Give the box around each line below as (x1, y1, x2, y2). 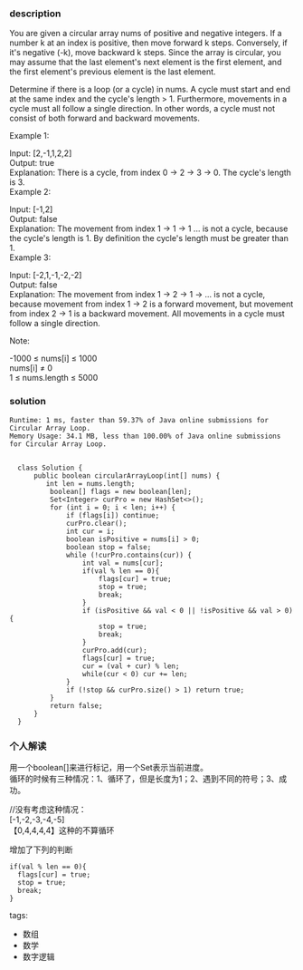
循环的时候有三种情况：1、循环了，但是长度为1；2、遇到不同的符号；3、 (9, 773, 279, 784)
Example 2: (9, 187, 52, 198)
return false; (49, 701, 103, 710)
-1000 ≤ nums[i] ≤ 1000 (9, 353, 98, 364)
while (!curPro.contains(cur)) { (66, 550, 193, 559)
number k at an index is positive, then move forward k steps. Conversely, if (9, 37, 288, 48)
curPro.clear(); (66, 519, 128, 528)
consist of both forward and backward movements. (9, 112, 201, 124)
